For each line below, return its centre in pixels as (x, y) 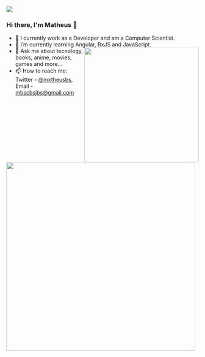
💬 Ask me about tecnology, (49, 51)
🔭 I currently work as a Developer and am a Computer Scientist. (95, 38)
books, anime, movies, (43, 57)
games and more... (39, 64)
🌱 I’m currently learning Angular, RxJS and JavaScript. (83, 45)
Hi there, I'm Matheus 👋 (42, 24)
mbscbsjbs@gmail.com (45, 93)
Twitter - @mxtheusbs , (44, 80)
